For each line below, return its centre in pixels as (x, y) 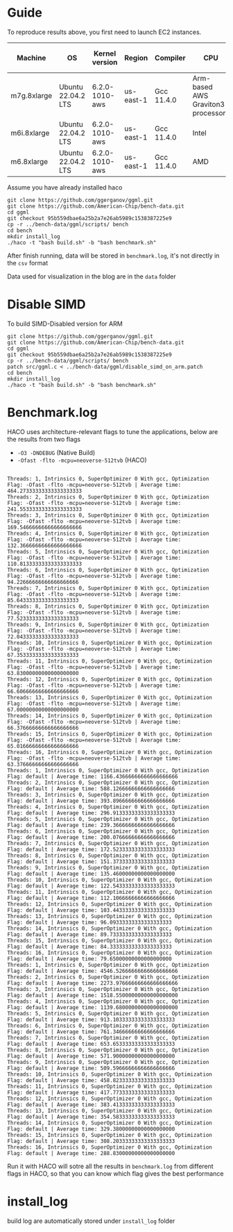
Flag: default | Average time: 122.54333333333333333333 (91, 886)
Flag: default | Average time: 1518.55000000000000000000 (93, 995)
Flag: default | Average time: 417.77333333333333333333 (91, 1092)
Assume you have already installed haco (65, 187)
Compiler (170, 58)
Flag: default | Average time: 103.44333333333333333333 (91, 910)
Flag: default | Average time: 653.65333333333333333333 (91, 1044)
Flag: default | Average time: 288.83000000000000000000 (91, 1153)
